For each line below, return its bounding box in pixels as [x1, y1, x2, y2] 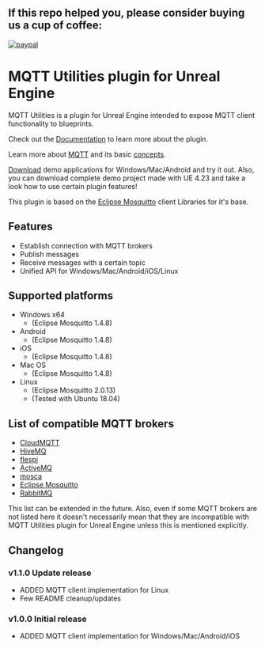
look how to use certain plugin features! [8, 181, 138, 191]
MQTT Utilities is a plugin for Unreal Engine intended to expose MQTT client [8, 110, 256, 119]
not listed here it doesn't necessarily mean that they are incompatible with [8, 512, 249, 521]
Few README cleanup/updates [19, 593, 121, 603]
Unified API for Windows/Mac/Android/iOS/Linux [19, 266, 179, 275]
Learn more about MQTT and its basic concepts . [8, 150, 166, 159]
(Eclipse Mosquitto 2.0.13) [31, 385, 116, 395]
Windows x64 [19, 310, 66, 320]
